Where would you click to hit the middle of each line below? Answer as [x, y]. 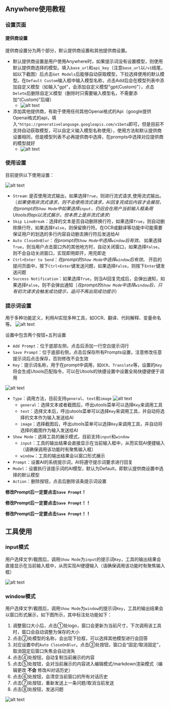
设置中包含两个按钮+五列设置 [36, 335]
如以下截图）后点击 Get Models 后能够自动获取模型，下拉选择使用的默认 [86, 74]
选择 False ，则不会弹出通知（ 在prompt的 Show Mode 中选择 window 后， [88, 285]
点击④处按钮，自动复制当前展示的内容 [54, 658]
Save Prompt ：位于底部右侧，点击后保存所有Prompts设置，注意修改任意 [87, 352]
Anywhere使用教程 [36, 9]
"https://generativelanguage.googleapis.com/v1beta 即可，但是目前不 [91, 124]
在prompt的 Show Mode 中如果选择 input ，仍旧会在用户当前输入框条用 [83, 208]
